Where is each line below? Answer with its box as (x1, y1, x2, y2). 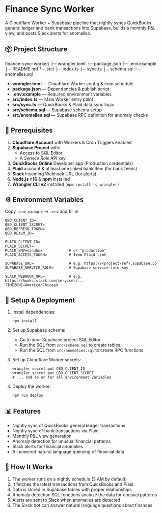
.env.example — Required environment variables (12, 91, 112, 97)
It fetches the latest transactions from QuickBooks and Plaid (12, 481, 134, 487)
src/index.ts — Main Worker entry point (12, 96, 93, 102)
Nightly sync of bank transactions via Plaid (12, 428, 99, 434)
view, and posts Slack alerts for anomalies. (5, 30, 92, 36)
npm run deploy (12, 393, 44, 398)
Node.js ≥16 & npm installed (12, 176, 70, 182)
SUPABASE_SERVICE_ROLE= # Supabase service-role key (5, 265, 129, 270)
